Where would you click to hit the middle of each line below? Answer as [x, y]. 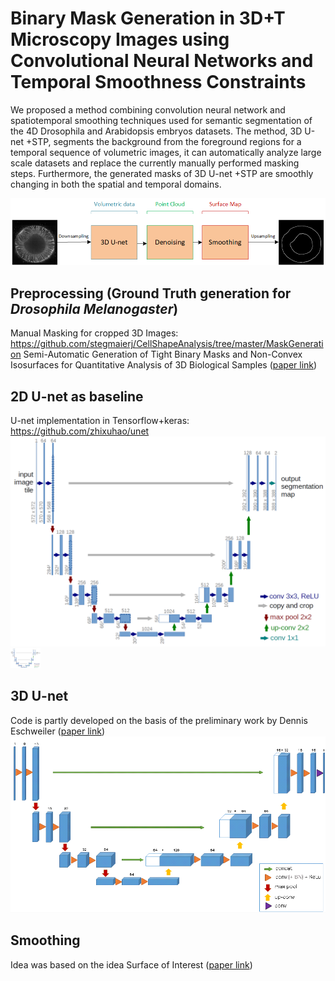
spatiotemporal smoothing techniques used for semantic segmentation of [161, 120]
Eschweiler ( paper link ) [58, 731]
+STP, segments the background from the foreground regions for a [163, 141]
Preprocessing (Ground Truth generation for [151, 293]
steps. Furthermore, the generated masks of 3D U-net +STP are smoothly [162, 173]
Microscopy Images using [120, 39]
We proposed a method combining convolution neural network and [148, 109]
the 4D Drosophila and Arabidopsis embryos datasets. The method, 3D [156, 131]
